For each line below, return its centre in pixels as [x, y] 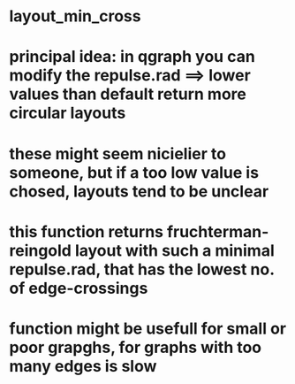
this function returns [87, 231]
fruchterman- [218, 231]
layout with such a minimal [175, 250]
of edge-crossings [79, 288]
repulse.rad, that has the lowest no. [142, 269]
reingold [41, 250]
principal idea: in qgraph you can [132, 57]
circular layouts [68, 113]
